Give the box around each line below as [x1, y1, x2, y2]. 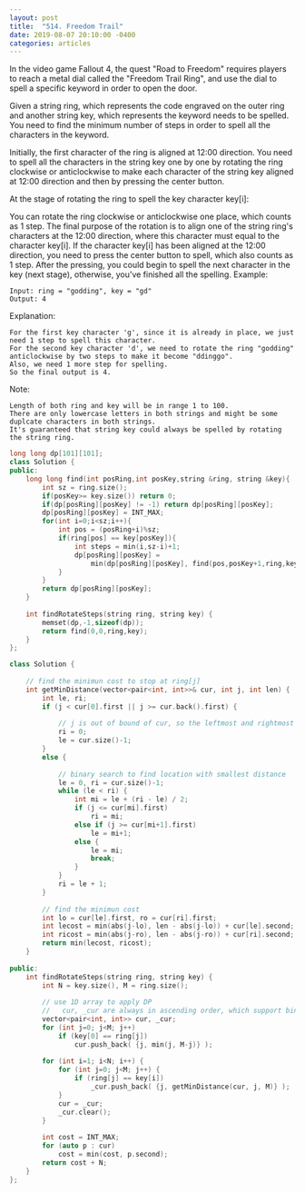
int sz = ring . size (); [42, 482, 128, 492]
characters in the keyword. [9, 129, 110, 141]
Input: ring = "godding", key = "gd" [9, 287, 152, 296]
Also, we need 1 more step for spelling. [9, 360, 169, 369]
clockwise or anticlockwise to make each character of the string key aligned [9, 166, 294, 177]
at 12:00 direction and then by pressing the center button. [9, 176, 225, 187]
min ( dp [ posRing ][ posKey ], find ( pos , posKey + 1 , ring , [90, 559, 286, 568]
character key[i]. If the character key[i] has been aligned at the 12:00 [9, 240, 266, 251]
